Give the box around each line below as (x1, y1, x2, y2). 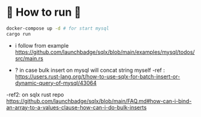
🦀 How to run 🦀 (6, 5, 81, 19)
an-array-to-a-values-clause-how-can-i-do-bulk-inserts (6, 104, 147, 111)
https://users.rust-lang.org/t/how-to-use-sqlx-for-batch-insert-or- (14, 72, 180, 80)
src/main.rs (14, 54, 43, 62)
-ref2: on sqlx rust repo (6, 90, 65, 98)
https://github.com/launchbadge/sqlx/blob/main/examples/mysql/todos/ (14, 48, 195, 55)
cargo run (6, 31, 31, 37)
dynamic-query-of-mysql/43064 (14, 79, 97, 86)
